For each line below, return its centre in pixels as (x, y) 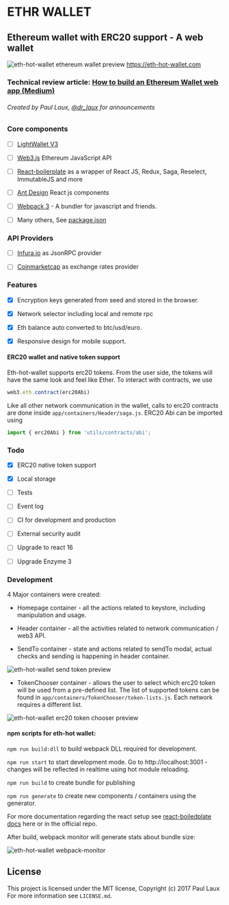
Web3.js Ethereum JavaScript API (64, 158)
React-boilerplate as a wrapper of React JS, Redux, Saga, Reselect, (112, 171)
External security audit (49, 534)
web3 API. (31, 636)
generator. (22, 804)
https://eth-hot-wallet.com (164, 64)
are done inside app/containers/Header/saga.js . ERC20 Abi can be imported (115, 413)
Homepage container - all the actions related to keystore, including (111, 607)
